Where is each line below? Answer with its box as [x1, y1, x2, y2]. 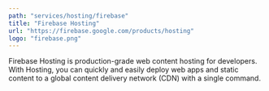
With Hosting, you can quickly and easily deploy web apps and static [8, 65, 239, 75]
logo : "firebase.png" [8, 34, 82, 43]
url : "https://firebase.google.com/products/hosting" [8, 27, 195, 35]
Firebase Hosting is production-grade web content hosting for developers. [8, 56, 258, 66]
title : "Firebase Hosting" [8, 19, 100, 27]
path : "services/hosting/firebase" [8, 11, 129, 20]
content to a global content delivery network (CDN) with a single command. [8, 73, 262, 83]
